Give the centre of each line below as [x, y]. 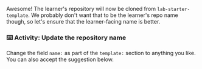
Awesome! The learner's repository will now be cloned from [81, 9]
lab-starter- [174, 9]
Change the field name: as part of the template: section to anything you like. [101, 53]
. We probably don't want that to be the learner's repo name [103, 15]
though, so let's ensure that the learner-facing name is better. [83, 21]
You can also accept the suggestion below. [60, 59]
